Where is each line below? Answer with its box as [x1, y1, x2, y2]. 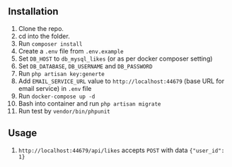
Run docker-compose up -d [18, 92, 95, 100]
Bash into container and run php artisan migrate [18, 99, 161, 108]
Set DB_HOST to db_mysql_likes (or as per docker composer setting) [18, 54, 213, 63]
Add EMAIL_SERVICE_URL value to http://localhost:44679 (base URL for [18, 77, 225, 85]
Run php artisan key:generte [18, 69, 105, 78]
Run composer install [18, 39, 83, 48]
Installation [8, 6, 59, 18]
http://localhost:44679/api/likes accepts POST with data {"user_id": [18, 146, 225, 154]
